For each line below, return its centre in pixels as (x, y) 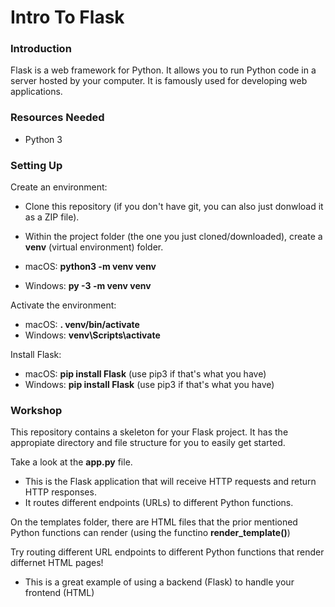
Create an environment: (59, 187)
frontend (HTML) (59, 593)
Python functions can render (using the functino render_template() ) (150, 533)
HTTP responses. (60, 492)
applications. (36, 92)
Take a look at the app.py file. (71, 462)
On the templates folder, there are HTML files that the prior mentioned (154, 522)
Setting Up (36, 165)
